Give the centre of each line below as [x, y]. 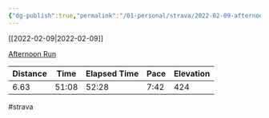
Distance [30, 73]
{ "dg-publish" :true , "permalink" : [64, 16]
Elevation [192, 73]
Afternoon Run [32, 53]
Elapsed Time [112, 73]
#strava [21, 106]
